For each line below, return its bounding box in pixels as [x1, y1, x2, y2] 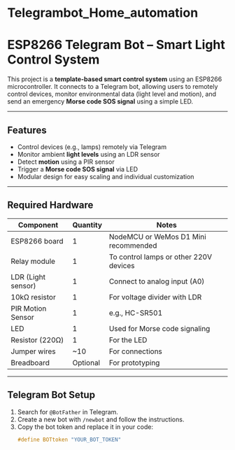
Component [17, 220, 59, 230]
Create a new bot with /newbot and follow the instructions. [17, 415, 185, 423]
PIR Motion [10, 303, 47, 313]
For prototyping [108, 358, 160, 367]
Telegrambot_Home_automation [7, 5, 199, 21]
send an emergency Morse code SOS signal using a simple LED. [7, 97, 194, 106]
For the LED [108, 335, 148, 344]
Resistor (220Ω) [10, 335, 64, 344]
